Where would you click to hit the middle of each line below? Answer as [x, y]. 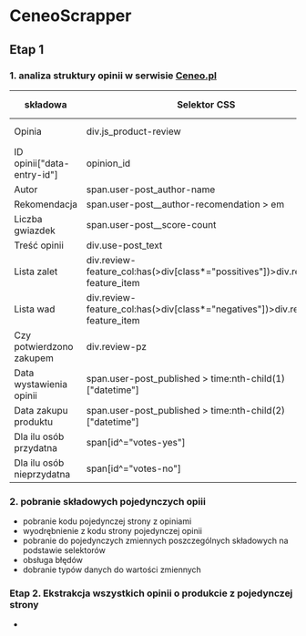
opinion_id [108, 163]
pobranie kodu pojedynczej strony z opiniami [107, 521]
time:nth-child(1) [248, 378]
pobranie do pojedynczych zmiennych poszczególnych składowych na [155, 541]
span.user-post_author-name [151, 190]
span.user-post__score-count [151, 224]
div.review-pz [117, 346]
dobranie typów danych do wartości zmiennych [112, 569]
